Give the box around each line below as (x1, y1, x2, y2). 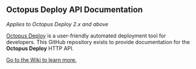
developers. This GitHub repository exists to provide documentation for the (6, 38, 190, 45)
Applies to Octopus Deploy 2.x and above (6, 20, 109, 27)
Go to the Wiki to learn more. (6, 56, 77, 63)
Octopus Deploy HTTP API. (6, 45, 74, 52)
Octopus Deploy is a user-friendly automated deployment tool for (6, 32, 166, 39)
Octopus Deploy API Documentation (6, 5, 143, 15)
